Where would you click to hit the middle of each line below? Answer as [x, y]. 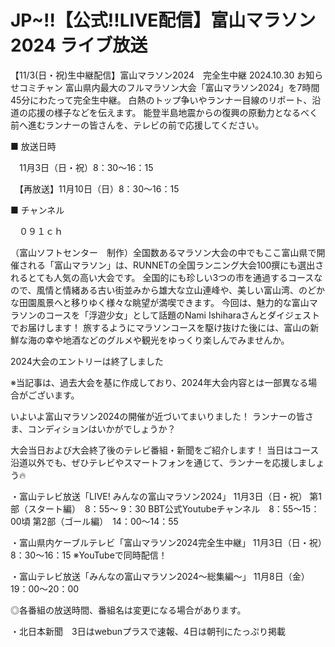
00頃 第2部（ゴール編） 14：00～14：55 [94, 521]
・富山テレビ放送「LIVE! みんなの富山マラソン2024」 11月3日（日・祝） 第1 [166, 496]
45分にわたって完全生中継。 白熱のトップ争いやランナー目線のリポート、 [161, 100]
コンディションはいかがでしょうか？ [102, 428]
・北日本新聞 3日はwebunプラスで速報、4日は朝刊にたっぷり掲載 [148, 631]
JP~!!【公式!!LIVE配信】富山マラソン [163, 20]
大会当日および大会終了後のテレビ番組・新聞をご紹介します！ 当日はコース [165, 450]
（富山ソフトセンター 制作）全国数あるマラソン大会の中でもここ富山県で [163, 252]
